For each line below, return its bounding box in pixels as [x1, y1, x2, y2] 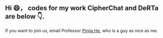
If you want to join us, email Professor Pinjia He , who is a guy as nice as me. [5, 27, 158, 33]
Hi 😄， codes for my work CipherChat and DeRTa [5, 4, 159, 13]
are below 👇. [5, 13, 45, 21]
